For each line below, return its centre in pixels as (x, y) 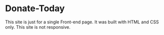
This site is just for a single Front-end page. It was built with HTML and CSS (82, 22)
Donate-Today (35, 9)
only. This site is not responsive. (38, 27)
